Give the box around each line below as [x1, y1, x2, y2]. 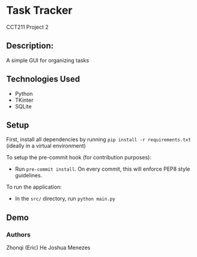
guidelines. [14, 172, 43, 179]
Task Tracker [6, 4, 73, 17]
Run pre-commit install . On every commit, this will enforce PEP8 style [14, 165, 190, 173]
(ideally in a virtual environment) [6, 142, 86, 150]
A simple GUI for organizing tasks [6, 56, 89, 64]
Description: [6, 41, 54, 51]
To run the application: [6, 183, 62, 191]
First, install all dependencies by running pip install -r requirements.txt [6, 136, 191, 143]
